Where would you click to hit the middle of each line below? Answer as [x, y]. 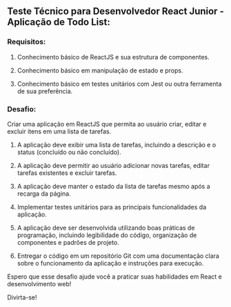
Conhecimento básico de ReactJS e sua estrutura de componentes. [113, 57]
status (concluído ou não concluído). [69, 152]
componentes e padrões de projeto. [68, 242]
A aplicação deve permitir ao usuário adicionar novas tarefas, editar [113, 165]
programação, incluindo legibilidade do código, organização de [107, 235]
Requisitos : [27, 42]
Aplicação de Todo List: [59, 22]
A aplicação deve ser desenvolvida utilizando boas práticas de [106, 227]
